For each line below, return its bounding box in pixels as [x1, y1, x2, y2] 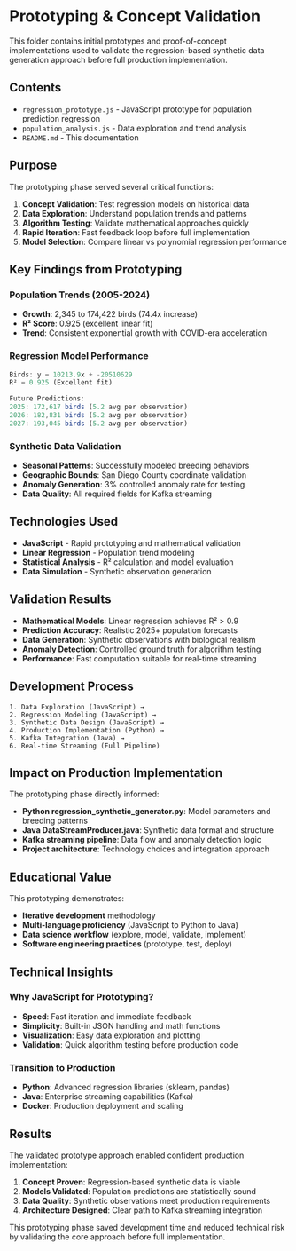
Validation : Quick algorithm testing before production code [21, 1039, 238, 1049]
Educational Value [9, 869, 112, 884]
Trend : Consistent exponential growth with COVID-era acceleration [21, 328, 268, 338]
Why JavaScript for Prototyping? [9, 991, 154, 1003]
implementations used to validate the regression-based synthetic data [9, 44, 265, 55]
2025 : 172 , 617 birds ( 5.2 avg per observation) [9, 402, 189, 412]
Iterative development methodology [21, 910, 157, 921]
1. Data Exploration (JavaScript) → [9, 702, 144, 711]
